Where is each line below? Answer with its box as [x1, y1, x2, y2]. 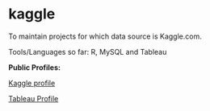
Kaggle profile [8, 78, 56, 88]
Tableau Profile [8, 93, 59, 103]
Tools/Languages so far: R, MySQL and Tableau [8, 47, 167, 56]
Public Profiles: [8, 62, 61, 72]
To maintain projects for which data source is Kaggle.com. [8, 31, 202, 41]
